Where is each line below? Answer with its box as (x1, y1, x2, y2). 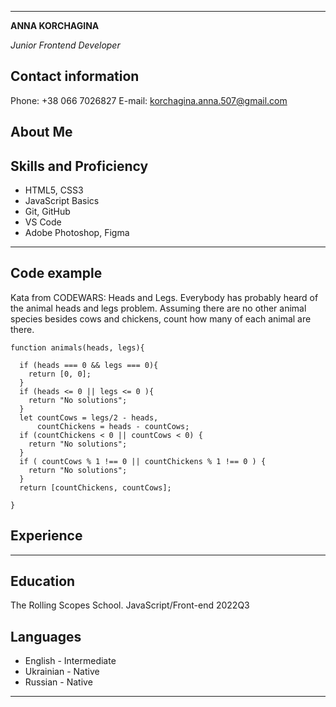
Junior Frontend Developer (10, 39, 121, 51)
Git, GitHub (24, 206, 71, 218)
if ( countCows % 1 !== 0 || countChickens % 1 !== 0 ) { (19, 456, 267, 466)
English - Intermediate (24, 655, 117, 667)
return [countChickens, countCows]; (19, 482, 172, 493)
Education (10, 573, 76, 590)
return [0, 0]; (28, 369, 92, 379)
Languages (10, 628, 82, 645)
